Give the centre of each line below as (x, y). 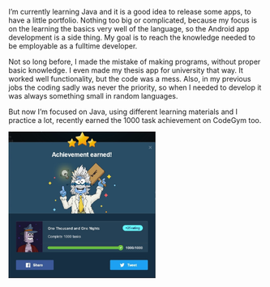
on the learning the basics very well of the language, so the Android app (129, 29)
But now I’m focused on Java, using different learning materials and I (123, 112)
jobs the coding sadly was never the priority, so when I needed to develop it (135, 87)
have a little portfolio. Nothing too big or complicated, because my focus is (133, 20)
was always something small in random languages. (93, 96)
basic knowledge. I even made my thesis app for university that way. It (126, 70)
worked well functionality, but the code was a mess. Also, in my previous (130, 79)
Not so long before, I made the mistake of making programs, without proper (135, 61)
